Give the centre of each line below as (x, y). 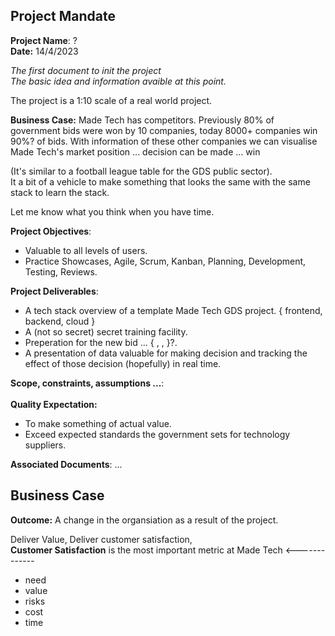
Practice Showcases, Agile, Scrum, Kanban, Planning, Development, (165, 261)
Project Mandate (63, 16)
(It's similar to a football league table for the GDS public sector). (141, 171)
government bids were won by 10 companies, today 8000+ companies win (164, 130)
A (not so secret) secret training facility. (106, 331)
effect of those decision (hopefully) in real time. (123, 363)
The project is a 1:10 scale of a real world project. (111, 100)
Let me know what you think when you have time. (112, 211)
